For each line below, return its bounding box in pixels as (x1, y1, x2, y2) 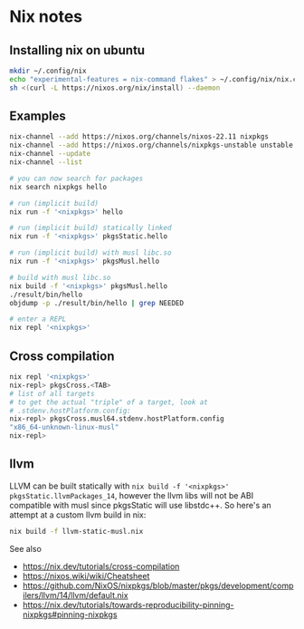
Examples (9, 109, 66, 124)
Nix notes (9, 6, 83, 27)
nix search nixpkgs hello (9, 182, 107, 191)
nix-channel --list (9, 158, 83, 167)
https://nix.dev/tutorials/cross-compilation (22, 560, 180, 572)
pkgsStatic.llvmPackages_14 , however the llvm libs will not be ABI (9, 489, 254, 500)
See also (9, 543, 43, 554)
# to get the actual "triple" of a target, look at (9, 397, 208, 407)
